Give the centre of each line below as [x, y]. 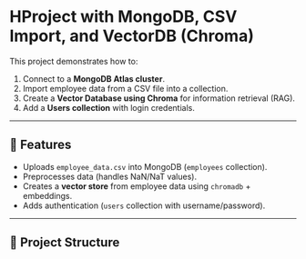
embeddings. [47, 195]
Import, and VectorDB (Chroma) [132, 36]
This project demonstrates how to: [74, 61]
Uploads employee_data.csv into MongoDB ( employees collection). [145, 166]
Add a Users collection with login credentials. [109, 107]
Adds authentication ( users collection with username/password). [144, 205]
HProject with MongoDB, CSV [123, 17]
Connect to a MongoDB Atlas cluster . [94, 78]
